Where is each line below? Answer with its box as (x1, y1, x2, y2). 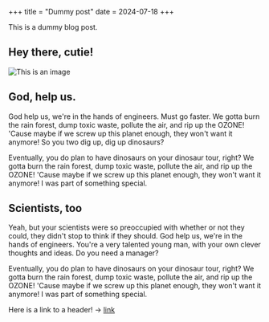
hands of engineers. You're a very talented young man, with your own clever (8, 240, 261, 250)
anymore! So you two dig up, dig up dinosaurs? (8, 137, 165, 147)
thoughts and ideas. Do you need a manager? (8, 248, 159, 258)
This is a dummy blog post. (8, 22, 98, 31)
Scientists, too (8, 202, 83, 215)
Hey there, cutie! (8, 46, 94, 59)
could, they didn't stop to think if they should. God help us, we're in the (8, 231, 243, 241)
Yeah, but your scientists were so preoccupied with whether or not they (8, 222, 245, 232)
